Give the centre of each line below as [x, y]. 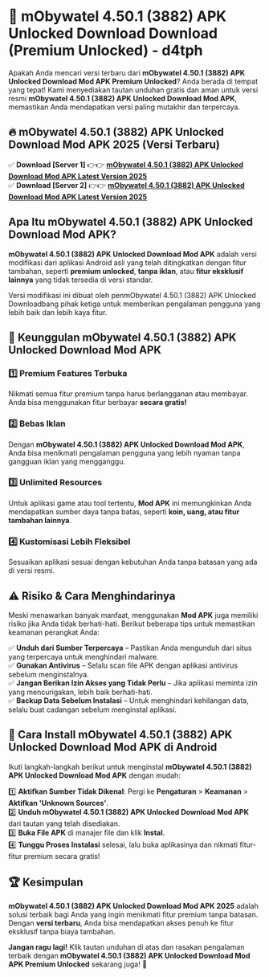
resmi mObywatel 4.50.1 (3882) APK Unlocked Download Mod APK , [123, 98]
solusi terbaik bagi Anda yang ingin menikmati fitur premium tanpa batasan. [133, 914]
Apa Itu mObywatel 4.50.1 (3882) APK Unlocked [130, 222]
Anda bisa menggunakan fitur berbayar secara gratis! [98, 403]
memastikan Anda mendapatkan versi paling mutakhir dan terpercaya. [124, 107]
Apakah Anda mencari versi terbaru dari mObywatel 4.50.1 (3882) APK [127, 72]
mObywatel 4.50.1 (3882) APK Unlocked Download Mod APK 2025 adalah [133, 905]
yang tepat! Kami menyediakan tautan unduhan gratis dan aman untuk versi [133, 90]
